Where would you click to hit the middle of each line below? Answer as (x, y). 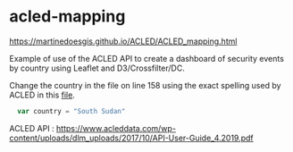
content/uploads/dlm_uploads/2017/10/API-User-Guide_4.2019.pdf (132, 138)
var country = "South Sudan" (71, 111)
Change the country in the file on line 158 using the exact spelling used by (145, 85)
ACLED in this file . (42, 95)
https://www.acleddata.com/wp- (117, 128)
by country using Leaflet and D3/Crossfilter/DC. (97, 68)
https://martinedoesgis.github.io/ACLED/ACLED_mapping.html (123, 41)
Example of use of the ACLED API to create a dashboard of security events (146, 58)
